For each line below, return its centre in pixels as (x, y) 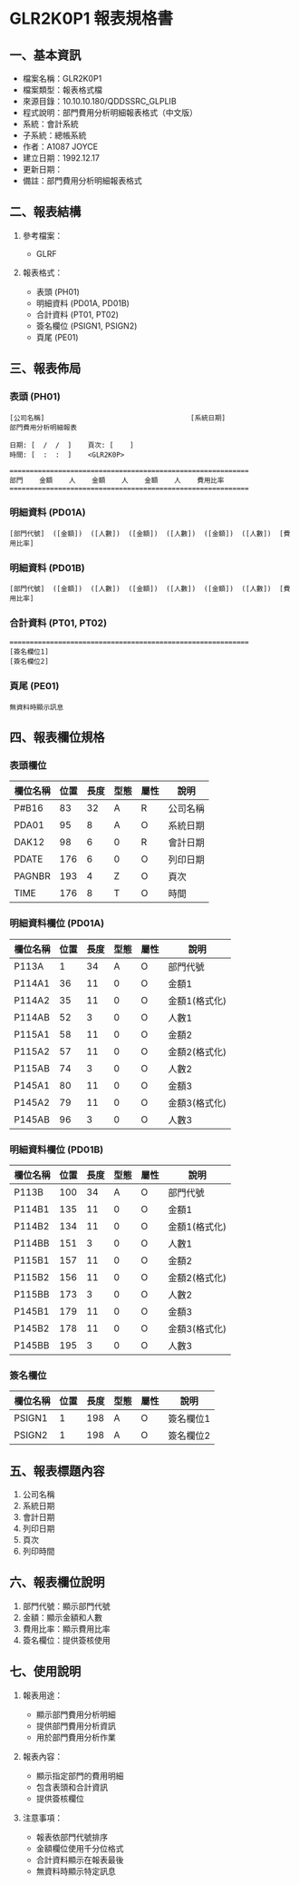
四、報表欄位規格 (57, 738)
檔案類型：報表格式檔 (62, 90)
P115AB (32, 1068)
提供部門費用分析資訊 (76, 1725)
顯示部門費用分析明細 (76, 1714)
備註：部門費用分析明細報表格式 (82, 181)
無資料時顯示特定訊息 (76, 1870)
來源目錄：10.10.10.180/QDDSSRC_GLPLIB (99, 101)
